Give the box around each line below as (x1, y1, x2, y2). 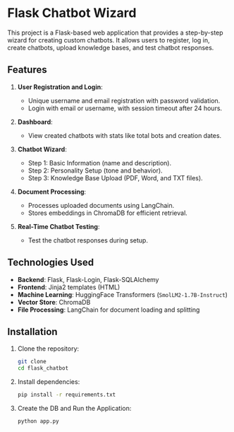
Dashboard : (17, 117, 53, 126)
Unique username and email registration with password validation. (27, 96, 221, 105)
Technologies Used (7, 257, 94, 269)
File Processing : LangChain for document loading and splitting (17, 305, 200, 314)
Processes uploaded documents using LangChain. (27, 201, 175, 209)
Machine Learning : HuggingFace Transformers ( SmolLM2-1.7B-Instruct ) (17, 290, 228, 298)
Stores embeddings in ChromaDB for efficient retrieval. (27, 209, 188, 217)
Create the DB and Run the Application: (17, 404, 132, 412)
